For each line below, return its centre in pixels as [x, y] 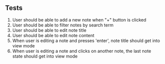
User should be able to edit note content [53, 35]
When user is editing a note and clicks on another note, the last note [82, 51]
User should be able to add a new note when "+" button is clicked [79, 20]
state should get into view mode [45, 56]
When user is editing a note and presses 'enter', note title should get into [86, 41]
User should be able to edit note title [49, 30]
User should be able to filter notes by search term [63, 25]
